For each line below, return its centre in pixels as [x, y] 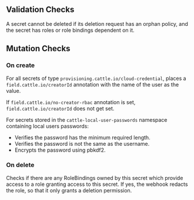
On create [21, 65]
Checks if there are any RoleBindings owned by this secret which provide [95, 178]
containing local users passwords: [48, 126]
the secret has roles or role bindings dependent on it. [70, 30]
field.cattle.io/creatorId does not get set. [60, 108]
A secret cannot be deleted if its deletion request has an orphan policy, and [97, 24]
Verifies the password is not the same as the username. [82, 144]
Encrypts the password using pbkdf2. [60, 150]
